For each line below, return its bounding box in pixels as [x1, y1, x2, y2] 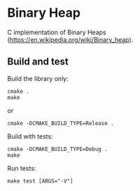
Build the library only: [7, 74, 69, 83]
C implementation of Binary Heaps [7, 28, 106, 36]
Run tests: [7, 164, 36, 172]
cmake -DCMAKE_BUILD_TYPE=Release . [7, 120, 114, 127]
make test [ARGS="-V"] [7, 177, 73, 185]
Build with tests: [7, 132, 54, 141]
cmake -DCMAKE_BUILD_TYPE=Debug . [7, 146, 108, 153]
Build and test [7, 56, 69, 68]
